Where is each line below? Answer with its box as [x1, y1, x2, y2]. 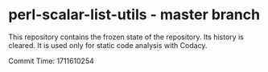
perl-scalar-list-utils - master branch [8, 6, 260, 24]
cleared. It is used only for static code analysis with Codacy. [8, 40, 208, 50]
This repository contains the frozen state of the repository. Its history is [8, 32, 244, 42]
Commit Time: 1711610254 [8, 56, 94, 66]
